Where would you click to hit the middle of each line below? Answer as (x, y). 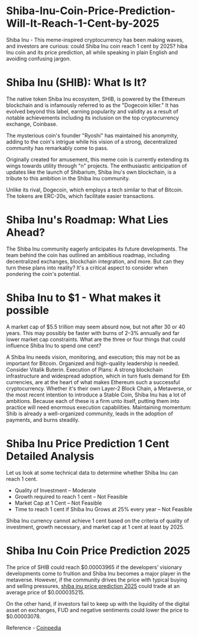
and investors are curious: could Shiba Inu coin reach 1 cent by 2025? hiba (97, 46)
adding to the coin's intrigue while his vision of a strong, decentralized (92, 142)
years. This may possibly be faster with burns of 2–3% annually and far (93, 333)
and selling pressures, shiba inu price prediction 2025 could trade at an (93, 586)
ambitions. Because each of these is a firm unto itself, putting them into (93, 401)
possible (27, 310)
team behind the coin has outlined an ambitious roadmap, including (88, 255)
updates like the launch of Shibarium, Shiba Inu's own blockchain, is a (91, 172)
